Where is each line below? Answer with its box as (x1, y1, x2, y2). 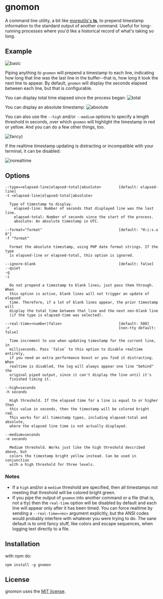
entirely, (5, 351, 25, 356)
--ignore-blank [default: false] (5, 261, 154, 266)
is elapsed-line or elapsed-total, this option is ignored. (9, 253, 134, 258)
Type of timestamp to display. (9, 201, 73, 206)
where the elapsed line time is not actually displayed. (9, 423, 128, 428)
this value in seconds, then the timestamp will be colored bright (9, 406, 150, 411)
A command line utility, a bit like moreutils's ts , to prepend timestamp (5, 18, 144, 23)
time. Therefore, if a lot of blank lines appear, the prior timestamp (9, 299, 159, 305)
